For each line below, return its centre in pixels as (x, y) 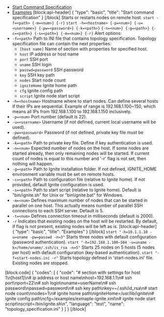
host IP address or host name (49, 54)
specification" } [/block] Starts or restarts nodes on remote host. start (83, 17)
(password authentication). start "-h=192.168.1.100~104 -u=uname (79, 242)
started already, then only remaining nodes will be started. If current (81, 153)
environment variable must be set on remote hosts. (63, 174)
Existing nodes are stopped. (40, 263)
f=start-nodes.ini (31, 258)
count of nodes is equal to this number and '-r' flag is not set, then (79, 158)
